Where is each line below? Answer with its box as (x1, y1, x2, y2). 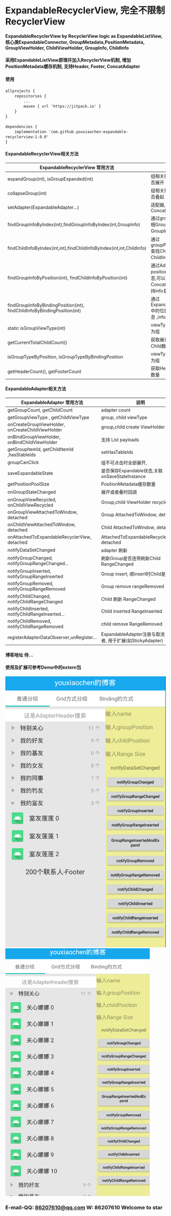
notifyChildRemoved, (7, 618, 51, 624)
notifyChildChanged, (7, 593, 51, 599)
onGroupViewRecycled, (7, 496, 57, 502)
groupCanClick (7, 460, 39, 466)
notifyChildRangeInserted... (7, 611, 65, 617)
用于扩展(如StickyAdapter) (107, 638, 163, 644)
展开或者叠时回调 (101, 489, 137, 495)
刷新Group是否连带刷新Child (101, 555, 161, 561)
